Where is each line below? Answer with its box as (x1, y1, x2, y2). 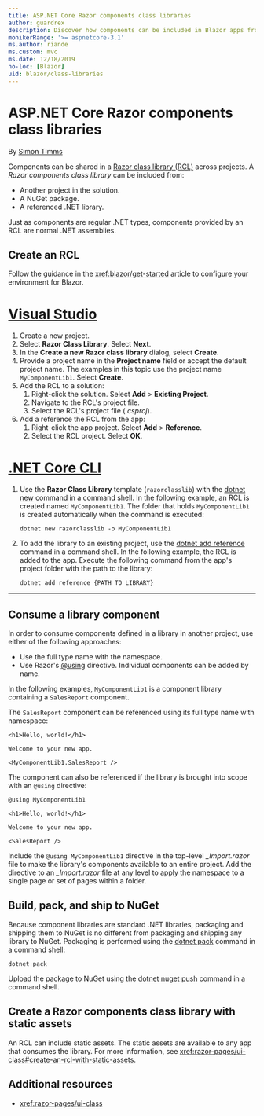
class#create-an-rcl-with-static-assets (8, 1055, 134, 1064)
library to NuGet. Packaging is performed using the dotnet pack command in (8, 936, 255, 945)
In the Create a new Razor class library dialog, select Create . (19, 347, 219, 358)
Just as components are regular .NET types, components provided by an (8, 217, 244, 226)
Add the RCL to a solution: (19, 381, 104, 391)
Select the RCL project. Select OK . (31, 431, 143, 441)
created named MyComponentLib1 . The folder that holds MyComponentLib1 (19, 501, 250, 511)
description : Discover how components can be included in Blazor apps (8, 26, 244, 34)
